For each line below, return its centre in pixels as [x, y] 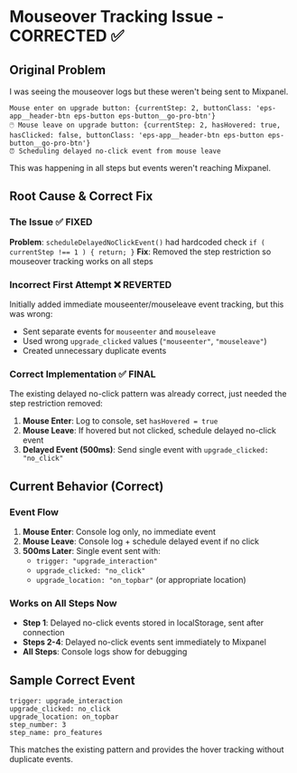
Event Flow [34, 511]
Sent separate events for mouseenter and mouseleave [119, 331]
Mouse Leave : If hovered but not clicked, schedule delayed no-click [149, 431]
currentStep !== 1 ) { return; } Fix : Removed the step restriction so [140, 252]
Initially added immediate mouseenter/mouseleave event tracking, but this [147, 304]
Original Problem [58, 70]
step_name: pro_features [56, 733]
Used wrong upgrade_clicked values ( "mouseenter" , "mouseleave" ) [145, 340]
